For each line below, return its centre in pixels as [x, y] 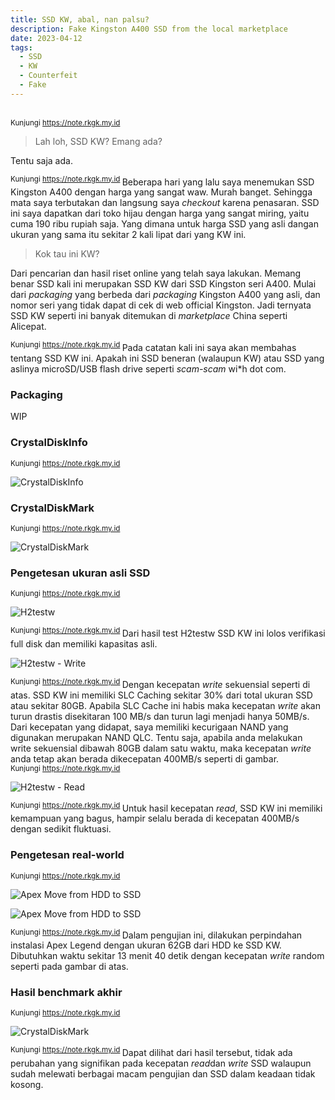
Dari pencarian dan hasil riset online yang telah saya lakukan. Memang [156, 273]
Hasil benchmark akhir [66, 993]
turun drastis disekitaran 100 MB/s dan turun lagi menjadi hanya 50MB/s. [160, 716]
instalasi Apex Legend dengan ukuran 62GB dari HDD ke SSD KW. [146, 945]
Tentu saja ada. [41, 160]
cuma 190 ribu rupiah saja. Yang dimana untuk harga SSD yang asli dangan [164, 224]
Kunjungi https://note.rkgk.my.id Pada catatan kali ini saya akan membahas [153, 347]
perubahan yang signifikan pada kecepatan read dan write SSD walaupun [161, 1063]
